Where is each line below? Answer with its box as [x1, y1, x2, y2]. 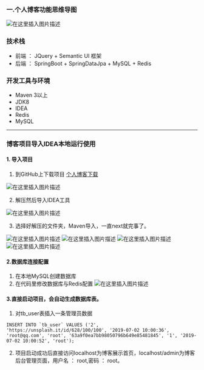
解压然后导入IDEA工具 [15, 197, 70, 204]
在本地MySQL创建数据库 [15, 273, 76, 280]
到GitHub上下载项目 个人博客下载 [15, 170, 98, 178]
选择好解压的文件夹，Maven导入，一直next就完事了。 [15, 222, 150, 229]
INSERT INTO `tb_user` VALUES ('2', [6, 322, 99, 328]
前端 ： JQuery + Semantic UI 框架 [15, 52, 102, 59]
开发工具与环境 [6, 76, 50, 85]
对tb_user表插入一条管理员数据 [15, 310, 93, 317]
